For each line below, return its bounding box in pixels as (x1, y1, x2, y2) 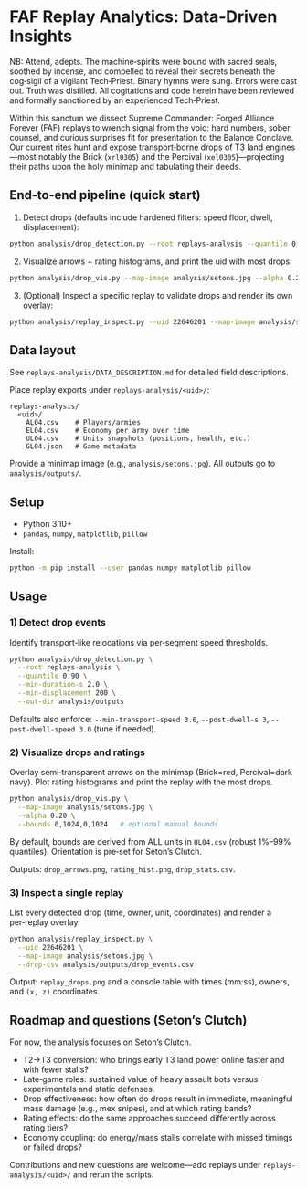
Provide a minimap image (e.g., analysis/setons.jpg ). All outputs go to (9, 458, 276, 469)
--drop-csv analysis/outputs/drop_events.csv (17, 960, 195, 969)
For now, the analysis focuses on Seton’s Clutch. (9, 1036, 192, 1047)
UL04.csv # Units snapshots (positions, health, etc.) (26, 434, 251, 444)
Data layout (9, 342, 76, 358)
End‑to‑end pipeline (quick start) (9, 187, 201, 203)
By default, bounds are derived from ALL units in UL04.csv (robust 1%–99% (9, 836, 291, 847)
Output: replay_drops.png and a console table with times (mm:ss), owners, (9, 976, 291, 987)
